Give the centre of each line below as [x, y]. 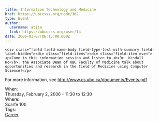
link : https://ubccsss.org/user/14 [45, 32]
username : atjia [26, 27]
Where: [12, 99]
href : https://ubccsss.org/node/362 [42, 14]
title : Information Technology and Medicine [51, 9]
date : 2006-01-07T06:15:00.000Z [37, 37]
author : [13, 23]
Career [12, 114]
